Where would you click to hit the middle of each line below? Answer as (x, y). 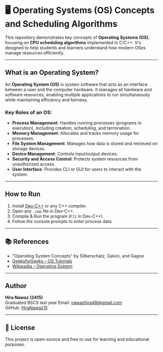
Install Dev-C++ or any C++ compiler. (49, 206)
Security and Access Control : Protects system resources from (75, 159)
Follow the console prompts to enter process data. (62, 221)
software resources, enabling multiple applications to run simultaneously (78, 95)
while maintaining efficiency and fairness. (47, 100)
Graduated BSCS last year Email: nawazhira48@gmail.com (64, 303)
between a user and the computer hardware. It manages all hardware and (78, 89)
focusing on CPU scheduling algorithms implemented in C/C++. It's (73, 42)
